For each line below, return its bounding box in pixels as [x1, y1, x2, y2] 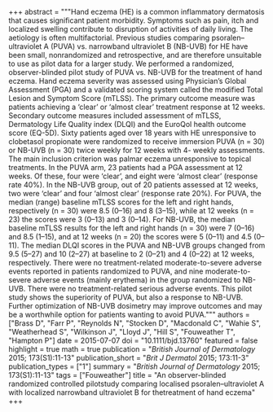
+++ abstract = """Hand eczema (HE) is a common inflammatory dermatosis [8, 7, 265, 16]
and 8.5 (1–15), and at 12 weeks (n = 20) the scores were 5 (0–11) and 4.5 [8, 232, 253, 241]
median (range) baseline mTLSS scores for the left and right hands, [8, 197, 234, 207]
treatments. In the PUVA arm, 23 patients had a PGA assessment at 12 [8, 163, 243, 172]
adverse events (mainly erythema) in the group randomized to [33, 275, 241, 284]
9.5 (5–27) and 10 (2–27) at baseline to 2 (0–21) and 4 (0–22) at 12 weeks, [8, 249, 255, 259]
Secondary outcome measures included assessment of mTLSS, [8, 111, 222, 121]
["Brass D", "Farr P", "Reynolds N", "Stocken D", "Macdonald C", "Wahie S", [8, 318, 262, 328]
